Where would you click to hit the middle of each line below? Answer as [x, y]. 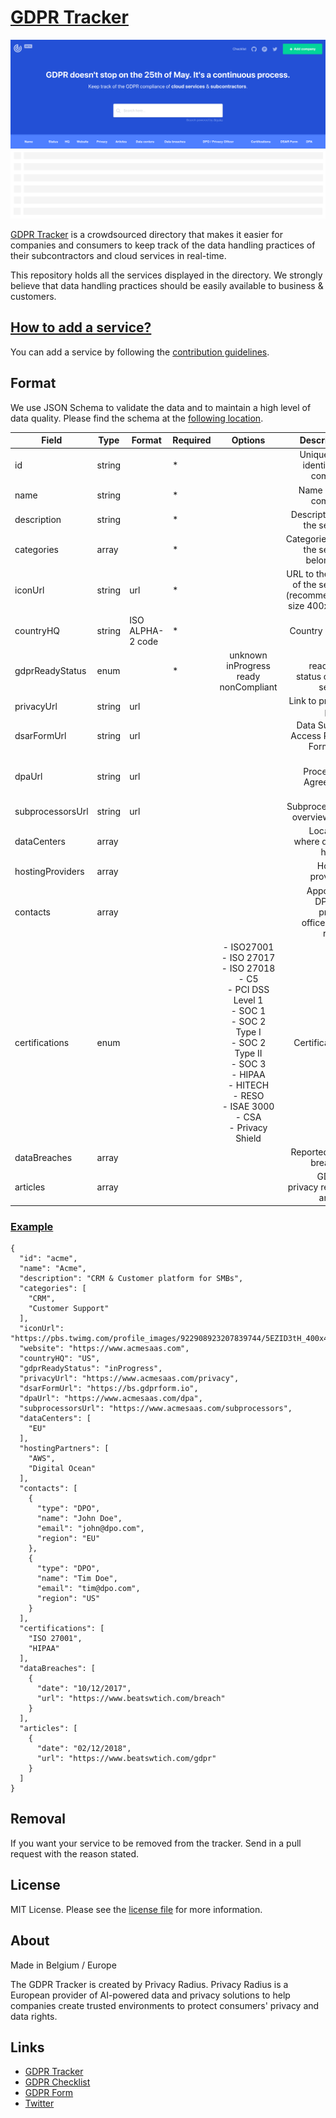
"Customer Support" [69, 1309]
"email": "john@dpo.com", [90, 1529]
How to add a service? [81, 327]
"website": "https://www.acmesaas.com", [104, 1349]
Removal [38, 1819]
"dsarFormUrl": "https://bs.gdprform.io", [109, 1389]
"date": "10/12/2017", [84, 1689]
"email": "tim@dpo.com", [88, 1589]
